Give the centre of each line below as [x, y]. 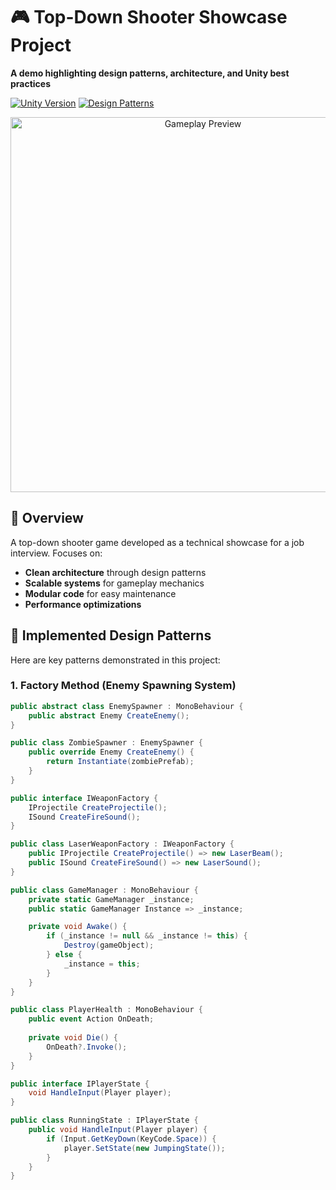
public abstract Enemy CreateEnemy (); [109, 715]
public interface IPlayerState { [80, 1084]
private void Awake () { [78, 927]
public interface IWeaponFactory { [84, 798]
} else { [64, 955]
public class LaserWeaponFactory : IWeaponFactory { [122, 844]
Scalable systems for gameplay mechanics [114, 583]
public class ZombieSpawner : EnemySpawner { [106, 743]
